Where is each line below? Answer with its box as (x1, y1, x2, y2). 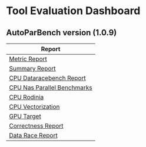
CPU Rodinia (9, 93, 44, 101)
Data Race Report (9, 131, 58, 139)
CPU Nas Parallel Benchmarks (9, 83, 92, 92)
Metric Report (9, 55, 47, 63)
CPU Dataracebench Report (9, 74, 87, 82)
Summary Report (9, 65, 56, 72)
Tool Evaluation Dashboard (6, 4, 141, 18)
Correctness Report (9, 122, 64, 130)
